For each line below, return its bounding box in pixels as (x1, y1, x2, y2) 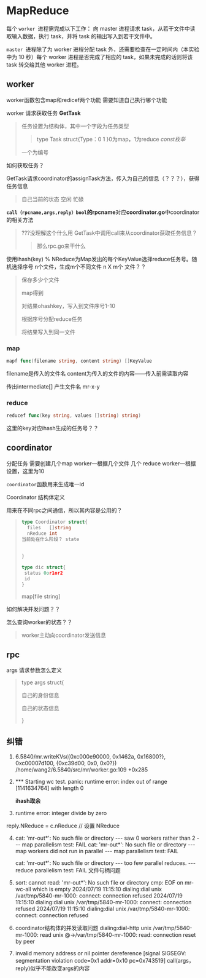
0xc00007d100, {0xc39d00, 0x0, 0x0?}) (15, 760, 117, 767)
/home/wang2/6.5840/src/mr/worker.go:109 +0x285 (15, 766, 148, 773)
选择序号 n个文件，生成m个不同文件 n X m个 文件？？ (11, 262, 147, 270)
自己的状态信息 (21, 704, 59, 712)
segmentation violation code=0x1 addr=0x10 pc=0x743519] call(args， (15, 957, 194, 964)
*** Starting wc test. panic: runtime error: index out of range (15, 778, 167, 786)
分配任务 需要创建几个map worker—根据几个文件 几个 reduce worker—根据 (6, 459, 196, 467)
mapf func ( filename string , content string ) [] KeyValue (6, 358, 152, 365)
